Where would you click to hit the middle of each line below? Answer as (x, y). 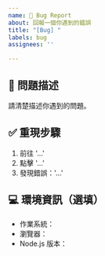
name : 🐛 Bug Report (40, 15)
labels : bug (27, 37)
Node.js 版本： (43, 243)
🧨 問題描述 (33, 85)
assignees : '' (31, 45)
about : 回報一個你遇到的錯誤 (50, 23)
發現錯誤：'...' (41, 173)
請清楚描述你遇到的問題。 (49, 105)
